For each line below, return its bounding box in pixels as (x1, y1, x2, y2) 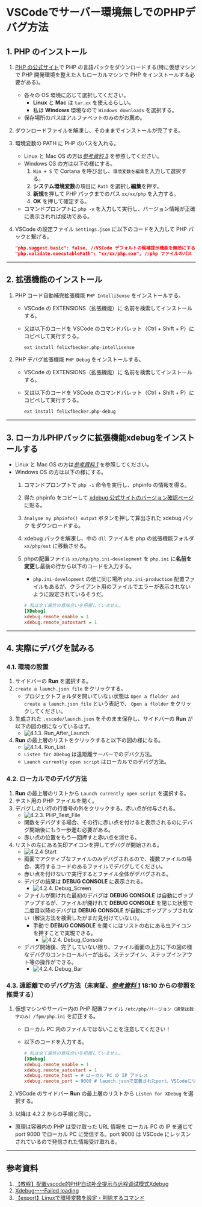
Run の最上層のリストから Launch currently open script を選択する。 (14, 789, 189, 797)
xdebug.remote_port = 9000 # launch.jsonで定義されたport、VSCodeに (23, 1078, 192, 1085)
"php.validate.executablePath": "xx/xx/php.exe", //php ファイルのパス (14, 251, 192, 257)
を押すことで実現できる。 (32, 929, 96, 936)
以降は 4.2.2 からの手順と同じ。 (14, 1110, 94, 1118)
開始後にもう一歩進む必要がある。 (29, 826, 114, 833)
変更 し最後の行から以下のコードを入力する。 (23, 563, 135, 570)
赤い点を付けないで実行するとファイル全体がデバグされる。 (23, 870, 172, 877)
